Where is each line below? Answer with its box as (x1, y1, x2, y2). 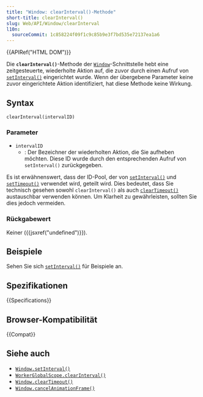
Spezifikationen (6, 280, 68, 291)
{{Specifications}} (6, 297, 52, 304)
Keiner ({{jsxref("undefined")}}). (6, 229, 87, 236)
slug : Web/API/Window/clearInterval (6, 20, 100, 26)
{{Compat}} (6, 330, 35, 338)
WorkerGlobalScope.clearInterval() (15, 372, 106, 379)
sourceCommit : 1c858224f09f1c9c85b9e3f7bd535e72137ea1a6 (12, 32, 160, 38)
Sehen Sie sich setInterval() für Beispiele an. (6, 263, 124, 270)
